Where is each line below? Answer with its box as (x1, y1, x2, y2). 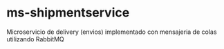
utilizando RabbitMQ (6, 35, 65, 43)
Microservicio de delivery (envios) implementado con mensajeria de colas (6, 28, 217, 36)
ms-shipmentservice (6, 5, 130, 21)
